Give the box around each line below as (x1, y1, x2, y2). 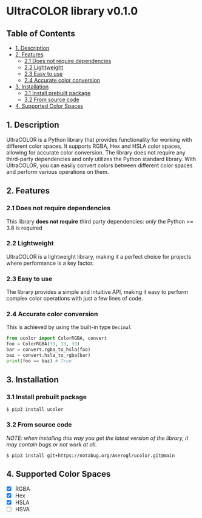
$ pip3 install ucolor (6, 407, 64, 413)
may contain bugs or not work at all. (6, 440, 97, 448)
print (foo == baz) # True (6, 357, 72, 364)
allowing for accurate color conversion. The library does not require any (6, 148, 186, 156)
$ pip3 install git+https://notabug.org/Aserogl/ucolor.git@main (6, 453, 175, 459)
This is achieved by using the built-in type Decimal (6, 324, 132, 331)
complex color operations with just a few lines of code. (6, 295, 143, 302)
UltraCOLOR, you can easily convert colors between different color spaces (6, 162, 193, 169)
